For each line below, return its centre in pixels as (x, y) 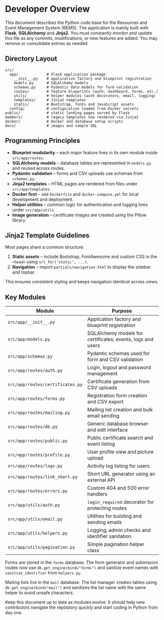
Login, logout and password (119, 367)
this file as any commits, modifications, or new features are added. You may (81, 38)
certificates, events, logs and (120, 340)
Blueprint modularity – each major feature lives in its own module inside (85, 152)
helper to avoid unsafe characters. (40, 593)
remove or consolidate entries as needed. (47, 43)
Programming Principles (43, 141)
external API (101, 480)
